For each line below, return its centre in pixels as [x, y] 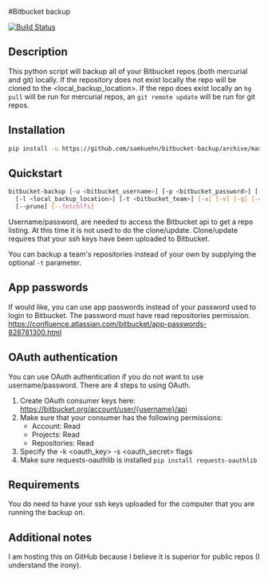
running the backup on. [47, 513]
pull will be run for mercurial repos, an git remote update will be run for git [132, 96]
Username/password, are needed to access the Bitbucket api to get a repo [131, 222]
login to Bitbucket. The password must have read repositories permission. [130, 315]
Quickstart [35, 173]
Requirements [44, 484]
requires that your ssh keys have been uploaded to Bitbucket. [109, 238]
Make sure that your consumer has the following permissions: [121, 417]
